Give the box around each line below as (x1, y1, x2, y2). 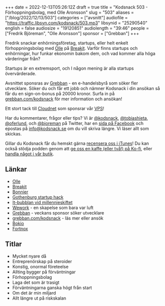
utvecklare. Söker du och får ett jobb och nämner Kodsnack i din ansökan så (5, 86, 160, 91)
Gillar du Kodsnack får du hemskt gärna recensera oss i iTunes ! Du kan (5, 140, 149, 146)
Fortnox (12, 225, 28, 231)
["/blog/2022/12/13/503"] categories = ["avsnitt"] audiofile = (5, 15, 128, 20)
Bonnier (12, 189, 29, 195)
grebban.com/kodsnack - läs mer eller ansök (12, 215, 103, 221)
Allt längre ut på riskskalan (12, 295, 66, 301)
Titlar (5, 240, 22, 249)
